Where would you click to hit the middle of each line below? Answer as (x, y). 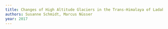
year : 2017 (16, 19)
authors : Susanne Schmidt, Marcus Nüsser (49, 14)
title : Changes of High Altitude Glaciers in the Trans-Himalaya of (78, 10)
